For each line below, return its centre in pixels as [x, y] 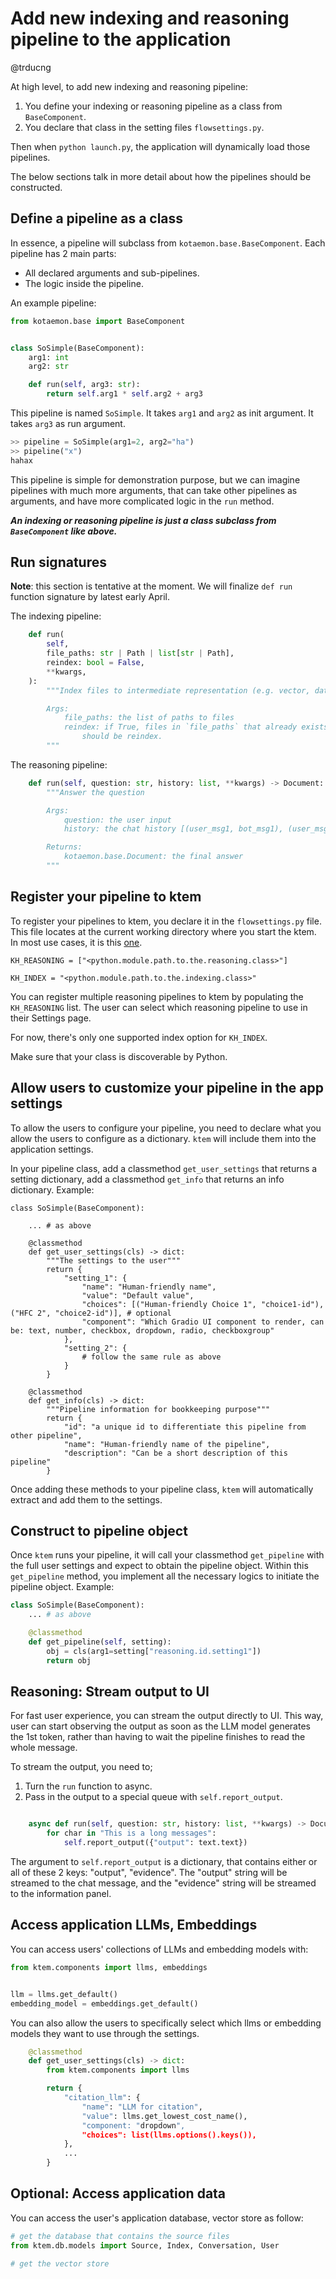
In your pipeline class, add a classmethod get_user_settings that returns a [164, 1168]
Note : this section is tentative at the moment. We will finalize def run [151, 586]
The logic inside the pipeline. [84, 283]
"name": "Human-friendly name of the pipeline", [167, 1444]
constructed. [36, 187]
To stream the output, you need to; [81, 1767]
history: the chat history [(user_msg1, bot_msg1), [173, 829]
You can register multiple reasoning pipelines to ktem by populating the [157, 996]
